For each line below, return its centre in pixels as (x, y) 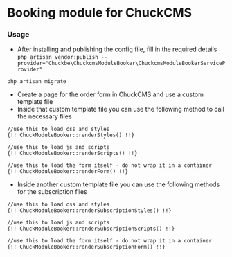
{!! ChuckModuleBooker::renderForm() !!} (68, 172)
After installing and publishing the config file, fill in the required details (117, 49)
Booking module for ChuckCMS (100, 13)
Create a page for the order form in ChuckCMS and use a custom (110, 94)
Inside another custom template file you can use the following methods (118, 184)
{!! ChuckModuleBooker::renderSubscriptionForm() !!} (87, 247)
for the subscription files (52, 192)
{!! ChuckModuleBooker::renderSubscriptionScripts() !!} (91, 229)
